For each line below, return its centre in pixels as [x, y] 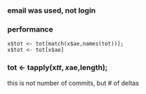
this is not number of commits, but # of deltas [73, 83]
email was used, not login [52, 11]
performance [30, 29]
